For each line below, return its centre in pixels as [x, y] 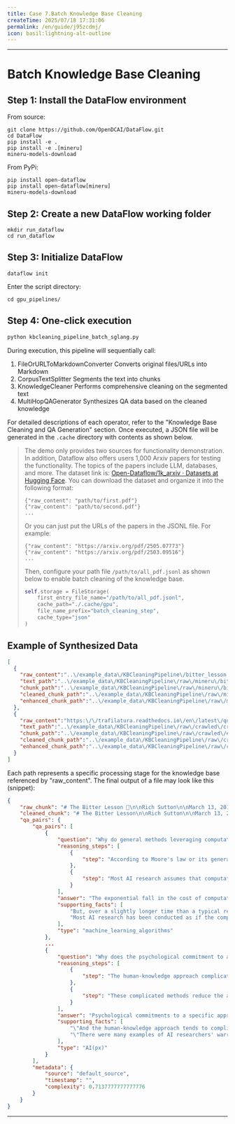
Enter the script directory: [44, 286]
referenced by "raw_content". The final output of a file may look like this [111, 780]
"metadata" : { [53, 1067]
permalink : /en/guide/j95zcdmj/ [54, 27]
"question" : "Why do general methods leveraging [129, 840]
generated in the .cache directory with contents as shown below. [100, 437]
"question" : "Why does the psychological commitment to [140, 957]
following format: [49, 488]
